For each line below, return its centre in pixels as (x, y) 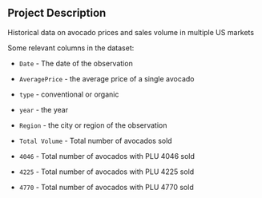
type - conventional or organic (69, 94)
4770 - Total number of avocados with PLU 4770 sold (106, 187)
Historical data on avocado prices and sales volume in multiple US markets (131, 32)
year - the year (44, 109)
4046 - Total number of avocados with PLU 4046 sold (107, 156)
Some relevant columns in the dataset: (71, 48)
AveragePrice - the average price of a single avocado (107, 78)
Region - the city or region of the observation (93, 125)
